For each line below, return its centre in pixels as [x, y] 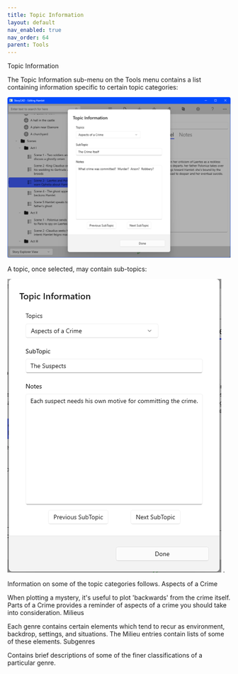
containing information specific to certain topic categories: [93, 87]
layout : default [31, 22]
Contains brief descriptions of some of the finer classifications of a [105, 655]
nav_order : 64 [28, 38]
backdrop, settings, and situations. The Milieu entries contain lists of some [116, 634]
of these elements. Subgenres [51, 641]
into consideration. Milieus [46, 612]
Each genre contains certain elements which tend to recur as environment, [116, 626]
